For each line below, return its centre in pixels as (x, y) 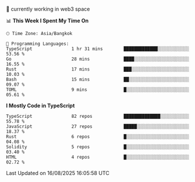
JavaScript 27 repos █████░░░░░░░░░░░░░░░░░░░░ (98, 127)
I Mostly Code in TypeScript (40, 106)
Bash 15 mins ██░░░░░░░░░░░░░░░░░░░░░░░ (98, 79)
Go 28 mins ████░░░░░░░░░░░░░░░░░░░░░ (98, 59)
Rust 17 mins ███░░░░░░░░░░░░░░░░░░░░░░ (98, 69)
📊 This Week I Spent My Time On (47, 21)
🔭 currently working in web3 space (48, 9)
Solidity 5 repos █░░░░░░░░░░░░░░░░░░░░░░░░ (98, 147)
